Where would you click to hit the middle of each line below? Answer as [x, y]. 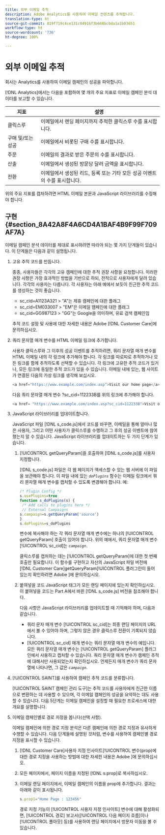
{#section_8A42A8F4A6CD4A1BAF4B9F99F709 [81, 225]
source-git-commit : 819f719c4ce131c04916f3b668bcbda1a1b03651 [70, 23]
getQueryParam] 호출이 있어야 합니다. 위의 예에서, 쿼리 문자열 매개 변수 [89, 540]
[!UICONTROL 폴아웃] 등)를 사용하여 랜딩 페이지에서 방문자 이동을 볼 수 [88, 822]
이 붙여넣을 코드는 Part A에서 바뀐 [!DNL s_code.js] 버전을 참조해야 [84, 591]
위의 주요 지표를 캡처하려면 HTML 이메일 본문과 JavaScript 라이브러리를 [74, 193]
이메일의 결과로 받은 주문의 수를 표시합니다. [88, 155]
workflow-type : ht [24, 28]
